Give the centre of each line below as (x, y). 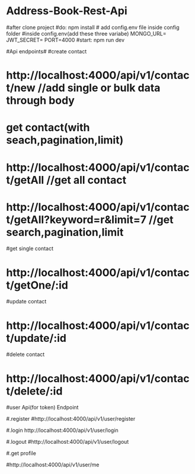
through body (41, 100)
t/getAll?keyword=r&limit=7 (76, 220)
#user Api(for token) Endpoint (42, 408)
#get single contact (30, 249)
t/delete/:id (34, 391)
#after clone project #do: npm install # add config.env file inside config (93, 27)
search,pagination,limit (65, 232)
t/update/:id (36, 338)
